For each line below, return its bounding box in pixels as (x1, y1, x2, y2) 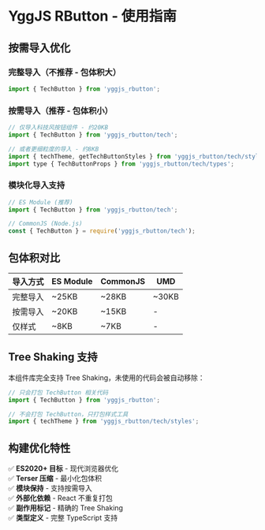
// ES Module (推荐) (8, 198, 73, 206)
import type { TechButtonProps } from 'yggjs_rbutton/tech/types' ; (8, 159, 235, 168)
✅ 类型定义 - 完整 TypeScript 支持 (8, 513, 118, 523)
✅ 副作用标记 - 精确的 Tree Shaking (8, 503, 124, 513)
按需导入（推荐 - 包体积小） (8, 105, 113, 116)
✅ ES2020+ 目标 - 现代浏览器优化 (8, 464, 119, 473)
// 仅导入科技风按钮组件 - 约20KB (8, 124, 109, 132)
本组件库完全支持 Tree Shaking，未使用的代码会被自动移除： (8, 372, 205, 383)
